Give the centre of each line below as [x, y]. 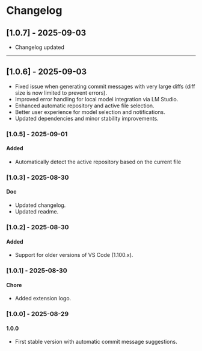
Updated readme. [37, 212]
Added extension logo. [43, 299]
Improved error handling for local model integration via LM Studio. [96, 99]
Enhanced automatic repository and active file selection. [84, 106]
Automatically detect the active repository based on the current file [98, 162]
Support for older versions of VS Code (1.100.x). [74, 255]
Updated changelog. [40, 205]
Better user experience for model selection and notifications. [90, 112]
